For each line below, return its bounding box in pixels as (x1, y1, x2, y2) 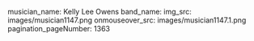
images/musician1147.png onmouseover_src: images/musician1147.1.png (7, 15, 247, 25)
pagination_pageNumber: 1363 (7, 24, 111, 33)
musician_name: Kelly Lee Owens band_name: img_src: (7, 7, 192, 16)
